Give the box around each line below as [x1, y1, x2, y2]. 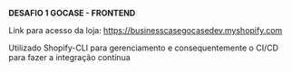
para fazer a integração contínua [8, 52, 131, 62]
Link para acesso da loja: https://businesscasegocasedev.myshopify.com [8, 25, 283, 35]
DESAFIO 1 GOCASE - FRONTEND [8, 8, 136, 18]
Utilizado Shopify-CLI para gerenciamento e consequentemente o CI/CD [8, 42, 278, 53]
